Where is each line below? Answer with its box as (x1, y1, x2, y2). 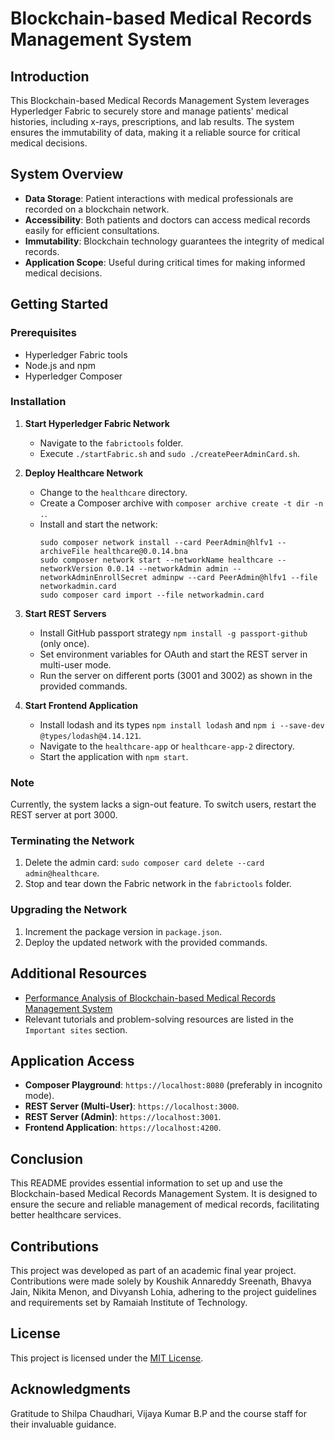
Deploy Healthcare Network (24, 467, 144, 479)
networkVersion (39, 563, 103, 574)
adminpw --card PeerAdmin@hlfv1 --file (151, 572, 318, 582)
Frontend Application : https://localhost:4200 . (24, 1122, 222, 1134)
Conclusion (10, 1150, 84, 1167)
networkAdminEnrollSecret (39, 572, 148, 582)
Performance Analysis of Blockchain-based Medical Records (24, 992, 276, 1004)
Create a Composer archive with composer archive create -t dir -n (39, 497, 324, 509)
